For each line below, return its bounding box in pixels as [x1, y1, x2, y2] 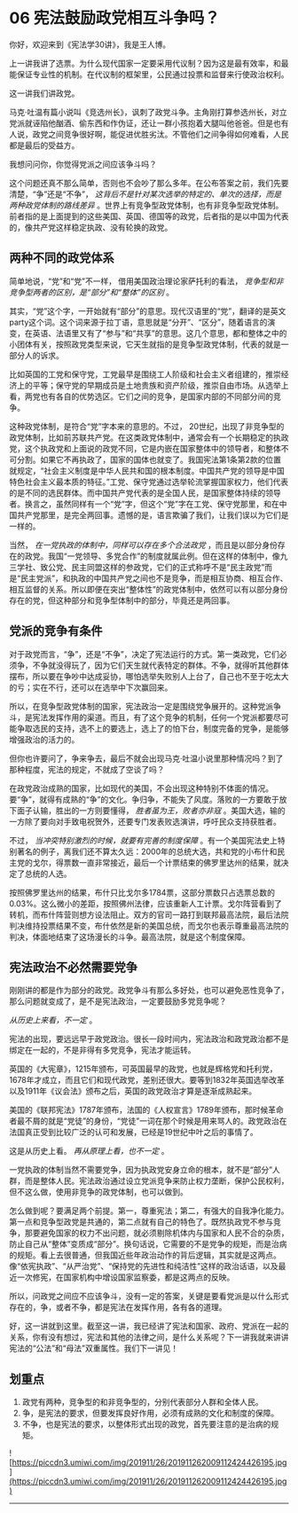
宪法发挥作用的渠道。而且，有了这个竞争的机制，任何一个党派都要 [32, 711, 273, 723]
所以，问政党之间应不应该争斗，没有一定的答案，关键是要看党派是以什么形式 [9, 1291, 289, 1302]
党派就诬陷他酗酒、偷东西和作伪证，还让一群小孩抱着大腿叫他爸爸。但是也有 [9, 117, 289, 129]
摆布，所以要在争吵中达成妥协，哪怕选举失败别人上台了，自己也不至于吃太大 [9, 670, 289, 681]
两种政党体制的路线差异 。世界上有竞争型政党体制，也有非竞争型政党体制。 [9, 200, 284, 210]
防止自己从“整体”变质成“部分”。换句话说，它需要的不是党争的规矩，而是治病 [9, 1239, 287, 1250]
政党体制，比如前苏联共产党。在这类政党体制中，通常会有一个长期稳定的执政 [9, 432, 289, 443]
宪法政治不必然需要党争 [9, 960, 137, 975]
